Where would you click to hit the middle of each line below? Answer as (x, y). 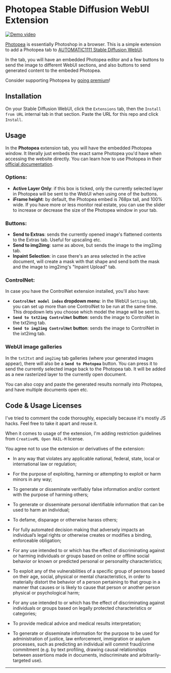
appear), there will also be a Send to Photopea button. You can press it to (81, 363)
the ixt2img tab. (29, 334)
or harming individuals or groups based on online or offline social (81, 556)
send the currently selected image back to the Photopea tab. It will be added (85, 369)
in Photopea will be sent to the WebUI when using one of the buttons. (85, 194)
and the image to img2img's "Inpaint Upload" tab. (65, 267)
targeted (22, 660)
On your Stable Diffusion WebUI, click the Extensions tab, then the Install (83, 109)
